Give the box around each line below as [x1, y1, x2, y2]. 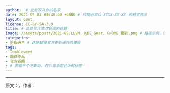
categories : [5, 36, 30, 41]
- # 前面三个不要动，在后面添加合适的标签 [5, 63, 82, 68]
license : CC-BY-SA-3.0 [5, 21, 53, 27]
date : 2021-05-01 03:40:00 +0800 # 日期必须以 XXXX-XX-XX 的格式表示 [5, 12, 148, 17]
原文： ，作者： [5, 82, 36, 88]
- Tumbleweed [5, 49, 33, 54]
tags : [5, 45, 17, 50]
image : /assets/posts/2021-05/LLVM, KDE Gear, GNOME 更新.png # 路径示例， [5, 31, 163, 36]
